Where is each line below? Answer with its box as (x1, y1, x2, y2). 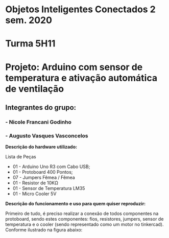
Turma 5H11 (5, 38, 56, 50)
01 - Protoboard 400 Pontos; (12, 169, 73, 175)
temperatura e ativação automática (5, 72, 157, 84)
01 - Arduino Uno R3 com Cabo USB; (12, 163, 90, 170)
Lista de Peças (5, 154, 37, 160)
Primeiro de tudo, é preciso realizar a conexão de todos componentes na (5, 210, 159, 217)
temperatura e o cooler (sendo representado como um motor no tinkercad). (5, 221, 164, 228)
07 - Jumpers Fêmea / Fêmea (12, 175, 75, 181)
